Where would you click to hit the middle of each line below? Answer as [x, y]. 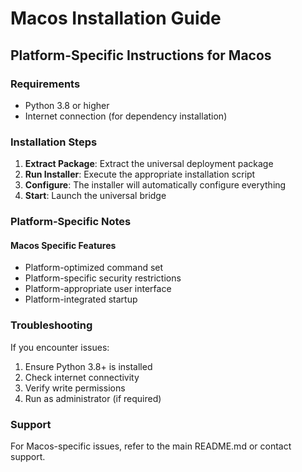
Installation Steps [54, 142]
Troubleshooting [51, 325]
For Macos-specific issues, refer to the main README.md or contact [151, 446]
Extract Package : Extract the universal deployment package [149, 164]
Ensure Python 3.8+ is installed [88, 366]
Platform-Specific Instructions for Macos [141, 55]
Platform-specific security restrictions [103, 278]
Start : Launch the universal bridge [95, 196]
